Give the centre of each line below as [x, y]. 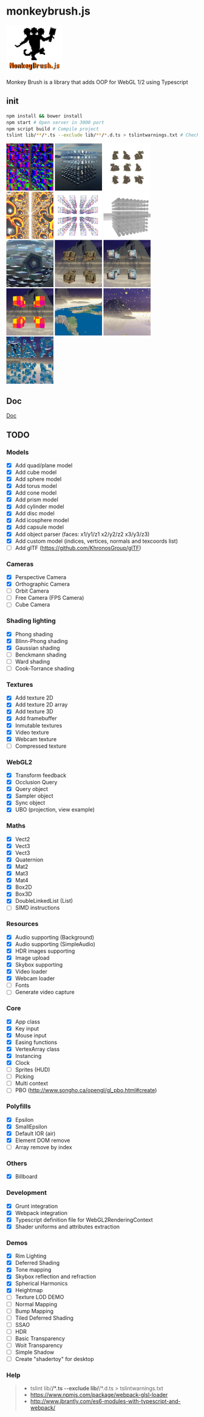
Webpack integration [41, 1213]
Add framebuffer [36, 719]
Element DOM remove [42, 1140]
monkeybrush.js [49, 11]
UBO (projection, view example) [55, 810]
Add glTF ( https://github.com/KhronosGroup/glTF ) [78, 548]
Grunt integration [36, 1206]
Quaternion [29, 860]
